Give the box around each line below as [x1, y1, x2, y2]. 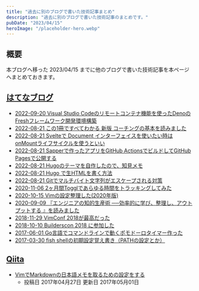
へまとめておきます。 [6, 73, 59, 81]
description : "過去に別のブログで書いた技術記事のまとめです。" [6, 14, 148, 20]
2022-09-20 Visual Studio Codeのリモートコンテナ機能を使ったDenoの [14, 109, 191, 117]
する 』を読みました [30, 207, 79, 214]
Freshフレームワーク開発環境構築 [14, 117, 97, 124]
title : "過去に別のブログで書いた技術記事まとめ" [6, 8, 115, 15]
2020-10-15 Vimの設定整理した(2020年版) [14, 192, 119, 199]
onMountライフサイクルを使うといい [14, 139, 105, 146]
